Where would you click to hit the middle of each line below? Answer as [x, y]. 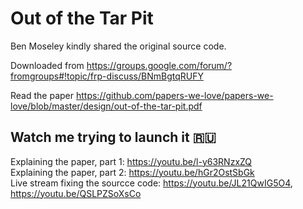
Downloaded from [47, 65]
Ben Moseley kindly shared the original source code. [118, 46]
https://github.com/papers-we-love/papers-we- [174, 95]
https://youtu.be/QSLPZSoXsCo [76, 193]
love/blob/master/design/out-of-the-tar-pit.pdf [106, 106]
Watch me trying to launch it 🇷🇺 [113, 137]
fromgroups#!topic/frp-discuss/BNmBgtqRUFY [107, 76]
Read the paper [42, 95]
